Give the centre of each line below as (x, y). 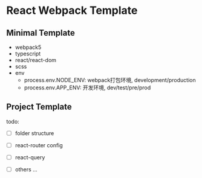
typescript (28, 54)
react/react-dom (35, 60)
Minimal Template (41, 33)
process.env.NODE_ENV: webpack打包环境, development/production (110, 80)
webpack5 (28, 47)
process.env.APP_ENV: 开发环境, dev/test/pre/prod (87, 87)
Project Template (39, 107)
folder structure (34, 133)
